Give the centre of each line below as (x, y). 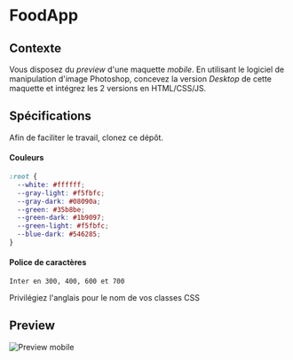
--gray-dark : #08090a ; (59, 201)
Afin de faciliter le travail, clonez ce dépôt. (87, 137)
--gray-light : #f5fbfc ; (61, 193)
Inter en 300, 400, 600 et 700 (67, 282)
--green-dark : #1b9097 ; (61, 218)
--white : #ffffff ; (51, 184)
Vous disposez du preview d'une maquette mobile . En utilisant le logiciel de (147, 69)
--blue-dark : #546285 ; (59, 235)
